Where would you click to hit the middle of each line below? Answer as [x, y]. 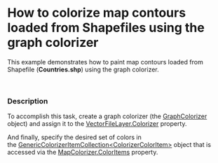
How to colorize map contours [97, 13]
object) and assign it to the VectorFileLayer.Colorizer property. [97, 124]
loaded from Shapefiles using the [106, 28]
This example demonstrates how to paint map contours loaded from [105, 62]
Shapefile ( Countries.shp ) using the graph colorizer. [83, 69]
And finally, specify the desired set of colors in [74, 137]
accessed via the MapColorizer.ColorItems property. [83, 153]
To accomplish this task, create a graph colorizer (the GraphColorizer [107, 116]
